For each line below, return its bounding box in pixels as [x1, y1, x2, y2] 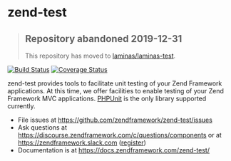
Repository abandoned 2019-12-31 [24, 33, 183, 45]
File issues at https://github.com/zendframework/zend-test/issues [17, 115, 212, 124]
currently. [7, 102, 36, 110]
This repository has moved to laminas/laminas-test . [24, 51, 176, 60]
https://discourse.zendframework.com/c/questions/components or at [17, 131, 222, 139]
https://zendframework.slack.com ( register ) [17, 138, 146, 147]
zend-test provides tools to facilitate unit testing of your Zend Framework [7, 79, 222, 88]
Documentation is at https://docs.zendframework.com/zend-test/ [17, 146, 210, 154]
